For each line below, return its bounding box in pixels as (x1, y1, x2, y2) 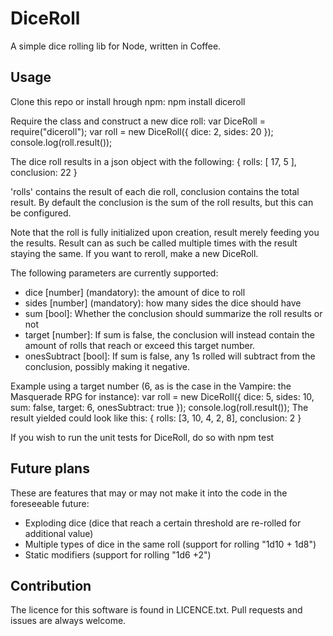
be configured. (10, 207, 72, 219)
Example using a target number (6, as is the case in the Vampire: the (10, 380, 292, 392)
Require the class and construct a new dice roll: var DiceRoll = (10, 115, 266, 127)
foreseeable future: (10, 497, 90, 509)
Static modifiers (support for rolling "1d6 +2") (24, 548, 212, 561)
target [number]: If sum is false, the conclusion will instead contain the (24, 328, 316, 341)
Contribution (10, 577, 92, 594)
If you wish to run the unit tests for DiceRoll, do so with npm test (10, 431, 275, 443)
